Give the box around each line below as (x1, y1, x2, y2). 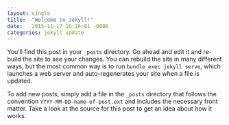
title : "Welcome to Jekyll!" (7, 16, 94, 23)
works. (7, 112, 27, 120)
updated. (7, 77, 33, 85)
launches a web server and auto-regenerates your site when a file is (7, 70, 200, 78)
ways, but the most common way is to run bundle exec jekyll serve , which (7, 62, 221, 70)
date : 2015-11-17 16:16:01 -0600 (7, 23, 109, 29)
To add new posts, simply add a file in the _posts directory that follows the (7, 90, 217, 98)
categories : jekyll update (7, 29, 84, 36)
